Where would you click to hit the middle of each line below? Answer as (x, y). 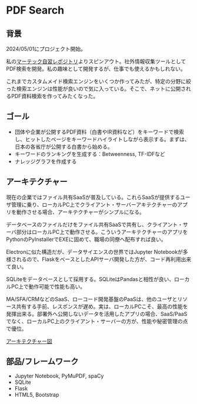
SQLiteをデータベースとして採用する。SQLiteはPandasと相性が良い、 (90, 279)
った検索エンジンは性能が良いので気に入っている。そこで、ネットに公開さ (96, 89)
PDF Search (35, 10)
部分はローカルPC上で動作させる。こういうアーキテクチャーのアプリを (102, 232)
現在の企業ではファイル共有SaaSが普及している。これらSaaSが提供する (93, 197)
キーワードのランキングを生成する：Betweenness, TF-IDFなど (90, 154)
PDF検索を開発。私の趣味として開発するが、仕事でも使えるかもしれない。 (96, 69)
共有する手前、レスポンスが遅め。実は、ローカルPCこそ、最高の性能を (102, 306)
